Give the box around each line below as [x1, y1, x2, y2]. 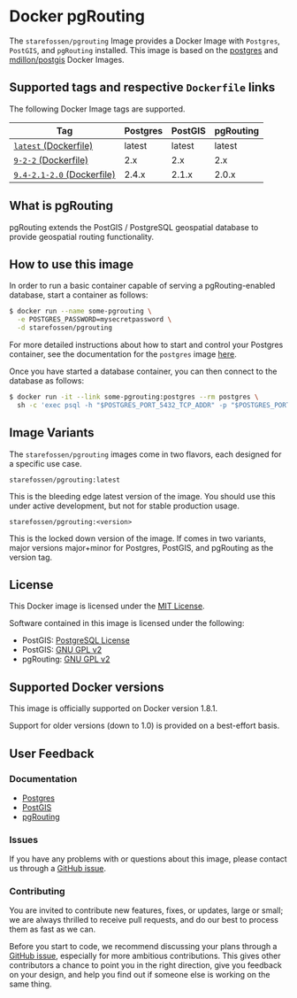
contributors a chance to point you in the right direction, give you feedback [9, 960, 283, 971]
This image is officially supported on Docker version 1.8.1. [9, 703, 218, 714]
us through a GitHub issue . [9, 863, 107, 874]
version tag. [9, 552, 53, 562]
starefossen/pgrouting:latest [9, 476, 121, 484]
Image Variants [9, 425, 95, 440]
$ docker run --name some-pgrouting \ [9, 307, 152, 316]
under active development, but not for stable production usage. [9, 500, 240, 511]
